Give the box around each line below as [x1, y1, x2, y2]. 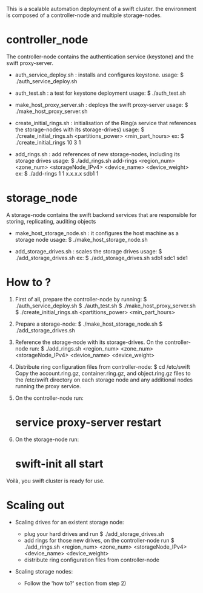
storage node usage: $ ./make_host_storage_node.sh [15, 236, 148, 243]
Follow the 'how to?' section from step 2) [24, 580, 127, 587]
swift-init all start [15, 457, 104, 470]
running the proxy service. [15, 382, 81, 389]
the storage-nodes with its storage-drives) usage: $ [15, 126, 145, 133]
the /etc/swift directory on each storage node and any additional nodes [15, 376, 193, 383]
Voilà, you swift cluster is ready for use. [6, 477, 105, 484]
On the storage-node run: [15, 436, 79, 443]
